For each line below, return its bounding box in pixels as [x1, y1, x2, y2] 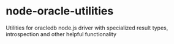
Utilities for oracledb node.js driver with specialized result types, [6, 24, 168, 31]
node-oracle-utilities [6, 4, 114, 18]
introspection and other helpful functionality [6, 30, 117, 37]
